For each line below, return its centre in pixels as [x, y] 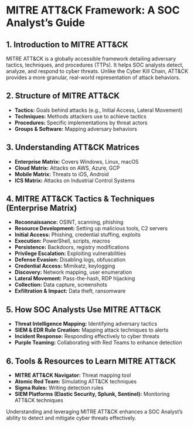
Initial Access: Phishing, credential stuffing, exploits [77, 235]
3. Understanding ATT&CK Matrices [73, 148]
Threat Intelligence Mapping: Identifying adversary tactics [86, 324]
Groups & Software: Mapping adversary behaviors [76, 129]
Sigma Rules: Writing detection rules [59, 388]
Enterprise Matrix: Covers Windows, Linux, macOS [76, 161]
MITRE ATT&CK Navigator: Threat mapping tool [73, 375]
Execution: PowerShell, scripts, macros [62, 241]
